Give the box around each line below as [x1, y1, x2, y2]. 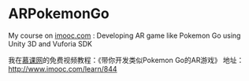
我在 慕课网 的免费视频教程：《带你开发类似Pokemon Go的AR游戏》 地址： [8, 55, 244, 64]
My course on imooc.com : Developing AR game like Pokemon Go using [8, 31, 241, 40]
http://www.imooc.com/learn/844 [8, 64, 117, 73]
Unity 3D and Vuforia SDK [8, 39, 93, 48]
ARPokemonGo [8, 5, 110, 23]
